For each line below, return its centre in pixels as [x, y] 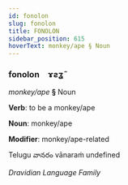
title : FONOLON [34, 31]
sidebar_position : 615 [47, 39]
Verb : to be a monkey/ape [52, 108]
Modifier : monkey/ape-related [59, 140]
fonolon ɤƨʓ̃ [36, 75]
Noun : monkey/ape [41, 123]
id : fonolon [28, 16]
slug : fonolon [32, 24]
